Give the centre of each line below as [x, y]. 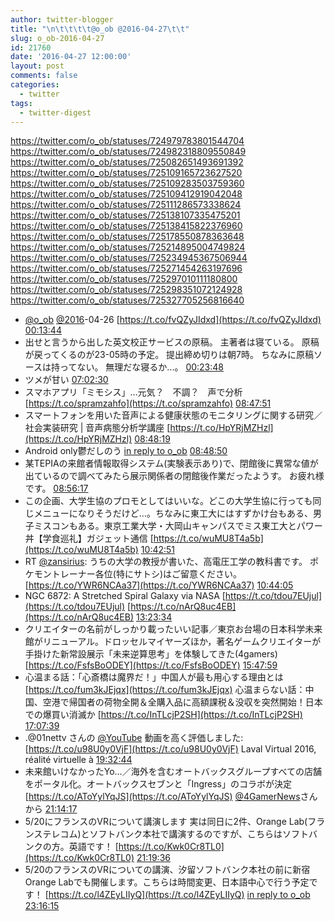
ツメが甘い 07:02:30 [66, 380]
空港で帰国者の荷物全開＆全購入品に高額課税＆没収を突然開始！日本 [182, 702]
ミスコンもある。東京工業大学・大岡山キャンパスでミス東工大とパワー [178, 526]
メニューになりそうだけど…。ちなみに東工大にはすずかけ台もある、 [173, 513]
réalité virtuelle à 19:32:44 [78, 760]
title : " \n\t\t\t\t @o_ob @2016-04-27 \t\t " [100, 29]
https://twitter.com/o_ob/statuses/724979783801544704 [127, 141]
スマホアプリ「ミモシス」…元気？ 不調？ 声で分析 [133, 392]
